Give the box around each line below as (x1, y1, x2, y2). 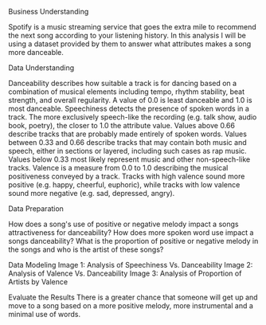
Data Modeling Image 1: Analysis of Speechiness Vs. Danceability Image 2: (8, 260, 253, 269)
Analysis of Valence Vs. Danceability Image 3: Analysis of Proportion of (8, 268, 242, 278)
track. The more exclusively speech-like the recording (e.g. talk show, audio (8, 112, 257, 122)
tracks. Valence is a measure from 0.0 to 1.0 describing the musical (8, 163, 229, 172)
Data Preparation (8, 204, 64, 213)
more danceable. (8, 48, 64, 57)
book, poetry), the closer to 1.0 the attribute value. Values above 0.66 (8, 121, 235, 130)
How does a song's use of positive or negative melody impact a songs (8, 219, 239, 229)
